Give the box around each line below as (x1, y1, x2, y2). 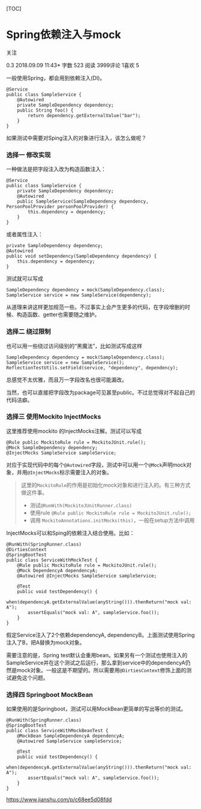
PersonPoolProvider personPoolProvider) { (6, 204, 114, 210)
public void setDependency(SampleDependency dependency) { (6, 253, 157, 260)
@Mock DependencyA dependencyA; (17, 567, 98, 573)
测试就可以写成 (6, 275, 43, 282)
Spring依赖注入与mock (6, 28, 121, 41)
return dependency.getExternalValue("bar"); (28, 112, 141, 119)
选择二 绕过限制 (6, 327, 51, 336)
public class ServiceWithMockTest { (6, 557, 98, 563)
